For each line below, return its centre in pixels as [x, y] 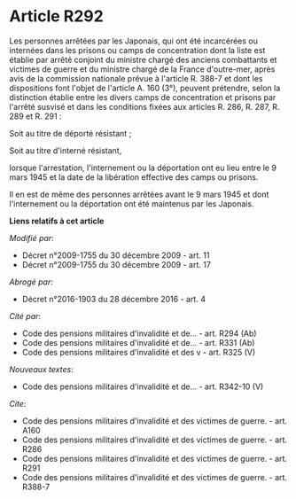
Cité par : [25, 316]
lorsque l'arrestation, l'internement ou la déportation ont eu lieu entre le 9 [143, 168]
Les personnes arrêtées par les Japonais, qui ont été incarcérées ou [134, 41]
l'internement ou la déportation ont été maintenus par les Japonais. [132, 203]
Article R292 [56, 16]
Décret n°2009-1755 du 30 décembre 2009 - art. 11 [116, 255]
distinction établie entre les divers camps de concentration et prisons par [143, 97]
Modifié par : [32, 238]
